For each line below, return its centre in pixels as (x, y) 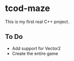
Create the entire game (35, 53)
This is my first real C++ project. (37, 22)
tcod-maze (28, 8)
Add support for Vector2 (36, 48)
